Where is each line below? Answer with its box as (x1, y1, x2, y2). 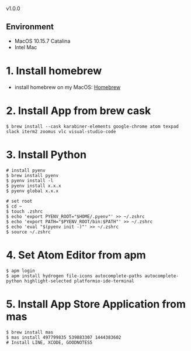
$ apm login (6, 268, 35, 274)
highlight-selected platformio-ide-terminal (24, 278, 134, 284)
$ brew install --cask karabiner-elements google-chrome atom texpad (6, 123, 179, 130)
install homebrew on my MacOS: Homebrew (14, 83, 121, 90)
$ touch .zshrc (6, 208, 43, 214)
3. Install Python (6, 148, 86, 161)
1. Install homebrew (6, 64, 102, 77)
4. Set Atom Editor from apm (6, 248, 146, 261)
